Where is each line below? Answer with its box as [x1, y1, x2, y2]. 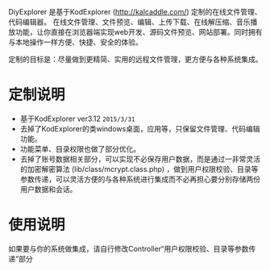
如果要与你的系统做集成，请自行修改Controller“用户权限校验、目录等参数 [8, 244, 249, 253]
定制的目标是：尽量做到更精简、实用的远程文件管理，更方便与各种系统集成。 [8, 55, 263, 64]
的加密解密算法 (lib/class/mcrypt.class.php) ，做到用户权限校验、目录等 [19, 164, 259, 173]
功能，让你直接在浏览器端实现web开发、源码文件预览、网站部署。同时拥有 [15, 27, 263, 36]
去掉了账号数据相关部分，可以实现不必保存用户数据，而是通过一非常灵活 [19, 154, 260, 164]
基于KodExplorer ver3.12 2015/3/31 [19, 114, 135, 123]
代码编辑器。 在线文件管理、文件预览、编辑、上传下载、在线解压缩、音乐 [8, 17, 251, 27]
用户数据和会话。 [19, 184, 77, 194]
